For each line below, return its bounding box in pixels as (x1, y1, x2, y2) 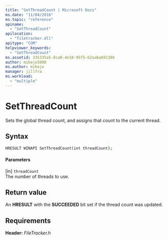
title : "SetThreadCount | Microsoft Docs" (5, 7, 97, 13)
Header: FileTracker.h (5, 230, 51, 236)
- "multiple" (10, 78, 38, 84)
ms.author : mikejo (5, 64, 44, 69)
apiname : (5, 21, 24, 27)
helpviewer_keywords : (5, 45, 51, 50)
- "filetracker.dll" (10, 36, 53, 41)
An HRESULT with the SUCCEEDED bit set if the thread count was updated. (5, 202, 163, 208)
